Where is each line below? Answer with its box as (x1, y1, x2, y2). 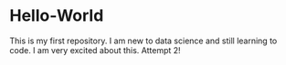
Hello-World (9, 5, 104, 26)
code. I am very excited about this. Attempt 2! (9, 44, 181, 55)
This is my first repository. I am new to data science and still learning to (9, 35, 278, 46)
